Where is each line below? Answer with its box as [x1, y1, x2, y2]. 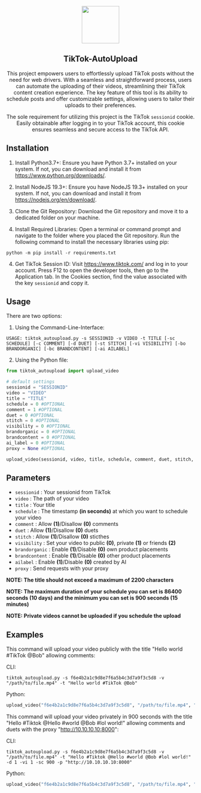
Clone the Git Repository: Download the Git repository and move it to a [14, 207, 188, 215]
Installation [6, 143, 49, 154]
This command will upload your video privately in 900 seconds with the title [6, 713, 193, 720]
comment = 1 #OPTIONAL [6, 406, 63, 412]
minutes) [6, 601, 29, 608]
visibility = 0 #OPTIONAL [6, 423, 71, 430]
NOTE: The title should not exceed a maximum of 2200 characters [6, 577, 174, 584]
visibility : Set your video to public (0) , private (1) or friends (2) [14, 540, 176, 547]
